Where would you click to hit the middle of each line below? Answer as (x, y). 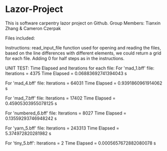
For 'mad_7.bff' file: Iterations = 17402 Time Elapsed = (60, 98)
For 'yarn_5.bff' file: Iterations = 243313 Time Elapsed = (62, 128)
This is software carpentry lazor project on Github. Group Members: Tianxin (83, 23)
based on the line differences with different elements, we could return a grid (83, 53)
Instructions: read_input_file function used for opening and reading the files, (83, 47)
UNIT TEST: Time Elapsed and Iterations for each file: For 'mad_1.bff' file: (80, 68)
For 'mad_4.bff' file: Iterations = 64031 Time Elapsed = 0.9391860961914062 (84, 83)
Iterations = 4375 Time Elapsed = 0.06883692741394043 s (66, 73)
